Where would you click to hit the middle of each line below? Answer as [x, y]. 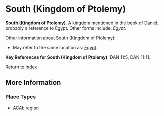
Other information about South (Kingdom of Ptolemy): [61, 38]
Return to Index [21, 67]
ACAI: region [26, 108]
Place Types [21, 97]
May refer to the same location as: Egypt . [55, 47]
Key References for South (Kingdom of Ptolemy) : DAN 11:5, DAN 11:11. [78, 57]
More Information [33, 83]
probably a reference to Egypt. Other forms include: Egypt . [66, 28]
